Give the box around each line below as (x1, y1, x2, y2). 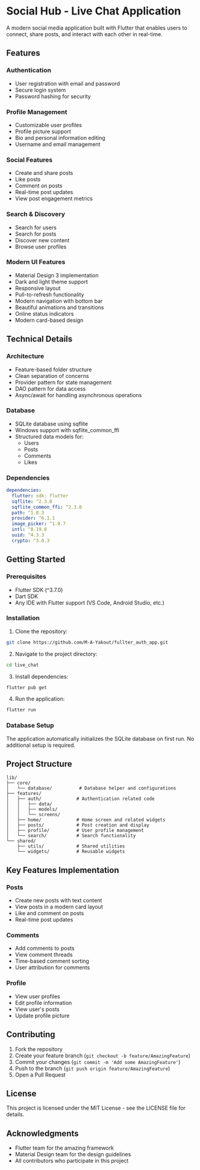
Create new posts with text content (14, 897, 102, 904)
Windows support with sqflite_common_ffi (14, 426, 119, 433)
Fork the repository (14, 1045, 63, 1052)
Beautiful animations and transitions (14, 303, 104, 311)
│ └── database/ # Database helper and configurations (6, 785, 177, 791)
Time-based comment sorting (14, 957, 89, 965)
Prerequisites (6, 573, 46, 581)
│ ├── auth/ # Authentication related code (6, 796, 155, 802)
